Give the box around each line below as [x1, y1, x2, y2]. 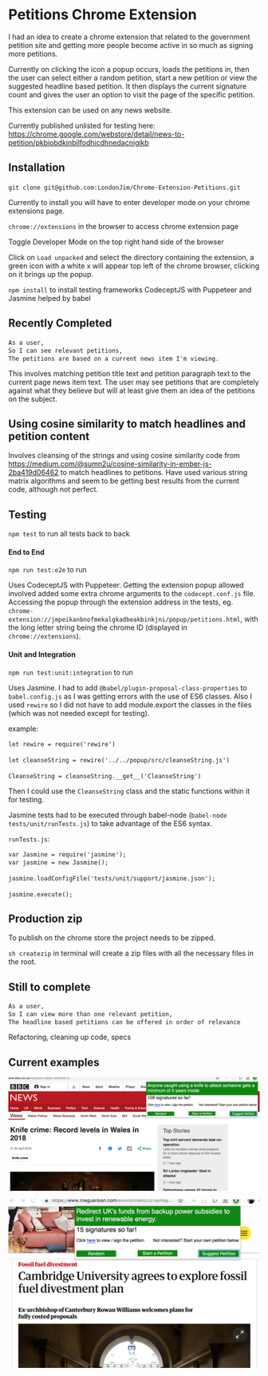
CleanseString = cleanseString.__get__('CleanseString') [8, 772, 202, 780]
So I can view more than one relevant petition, [8, 1010, 173, 1018]
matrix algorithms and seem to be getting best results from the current [8, 476, 240, 486]
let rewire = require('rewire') [8, 740, 116, 748]
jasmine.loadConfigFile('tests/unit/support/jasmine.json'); [8, 874, 216, 883]
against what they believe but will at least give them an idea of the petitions [8, 386, 255, 395]
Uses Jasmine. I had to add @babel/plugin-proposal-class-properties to [8, 682, 247, 692]
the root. [8, 957, 37, 967]
